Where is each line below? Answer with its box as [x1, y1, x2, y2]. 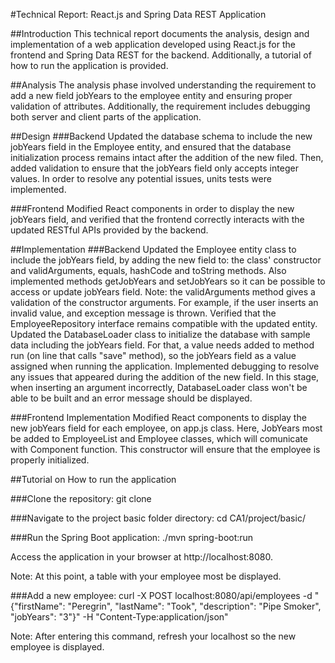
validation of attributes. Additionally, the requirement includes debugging [10, 100, 311, 112]
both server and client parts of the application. [10, 111, 202, 123]
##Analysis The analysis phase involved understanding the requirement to [10, 79, 317, 91]
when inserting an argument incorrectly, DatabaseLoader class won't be [10, 382, 308, 393]
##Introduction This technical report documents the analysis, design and [10, 28, 310, 39]
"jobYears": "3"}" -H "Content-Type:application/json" [10, 611, 229, 623]
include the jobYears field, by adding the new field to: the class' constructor [10, 254, 322, 266]
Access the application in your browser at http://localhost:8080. [10, 551, 273, 563]
